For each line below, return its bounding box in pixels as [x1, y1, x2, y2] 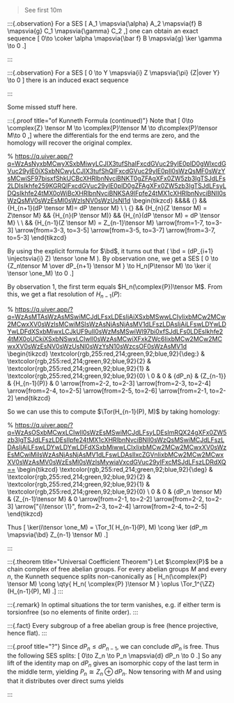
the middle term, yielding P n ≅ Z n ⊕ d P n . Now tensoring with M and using [7, 668, 221, 678]
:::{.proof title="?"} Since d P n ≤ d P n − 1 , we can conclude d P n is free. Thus [7, 642, 219, 652]
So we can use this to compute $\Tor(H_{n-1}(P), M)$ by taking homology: [7, 407, 221, 416]
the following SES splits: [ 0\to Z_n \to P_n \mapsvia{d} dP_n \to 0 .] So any [7, 651, 221, 660]
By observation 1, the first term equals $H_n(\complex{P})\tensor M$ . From [7, 283, 223, 291]
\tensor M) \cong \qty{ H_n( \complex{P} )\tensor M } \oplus [7, 579, 180, 587]
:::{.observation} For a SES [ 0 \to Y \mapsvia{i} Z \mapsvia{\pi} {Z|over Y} [7, 69, 220, 77]
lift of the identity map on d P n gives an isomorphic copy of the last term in [7, 658, 219, 669]
